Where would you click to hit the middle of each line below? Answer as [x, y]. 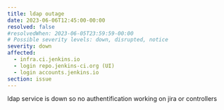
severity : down [30, 46]
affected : [22, 53]
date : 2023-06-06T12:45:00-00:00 [56, 20]
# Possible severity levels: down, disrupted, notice [88, 40]
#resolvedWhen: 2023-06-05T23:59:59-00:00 [70, 33]
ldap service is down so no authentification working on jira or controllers [112, 99]
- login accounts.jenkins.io [56, 72]
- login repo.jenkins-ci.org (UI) [64, 66]
